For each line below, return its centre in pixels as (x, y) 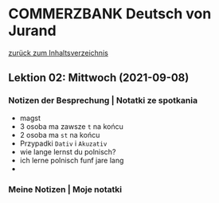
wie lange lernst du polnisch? (68, 151)
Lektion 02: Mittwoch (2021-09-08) (99, 78)
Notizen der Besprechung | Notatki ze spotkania (103, 100)
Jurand (33, 31)
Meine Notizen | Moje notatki (65, 189)
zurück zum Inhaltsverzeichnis (59, 53)
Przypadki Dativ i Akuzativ (63, 143)
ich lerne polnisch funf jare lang (72, 160)
